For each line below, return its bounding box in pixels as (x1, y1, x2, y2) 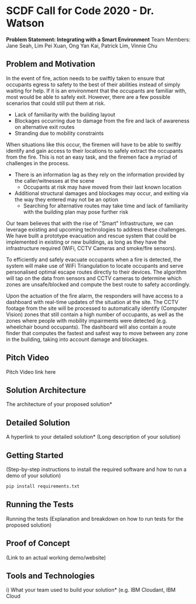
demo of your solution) (6, 472, 61, 479)
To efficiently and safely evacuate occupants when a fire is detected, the (6, 256, 181, 263)
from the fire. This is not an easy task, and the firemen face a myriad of (6, 153, 177, 161)
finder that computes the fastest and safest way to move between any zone (6, 329, 188, 336)
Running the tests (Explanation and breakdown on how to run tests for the (6, 515, 184, 522)
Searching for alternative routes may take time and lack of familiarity (23, 202, 188, 209)
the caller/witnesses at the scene (14, 177, 95, 184)
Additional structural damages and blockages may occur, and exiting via (14, 189, 189, 197)
